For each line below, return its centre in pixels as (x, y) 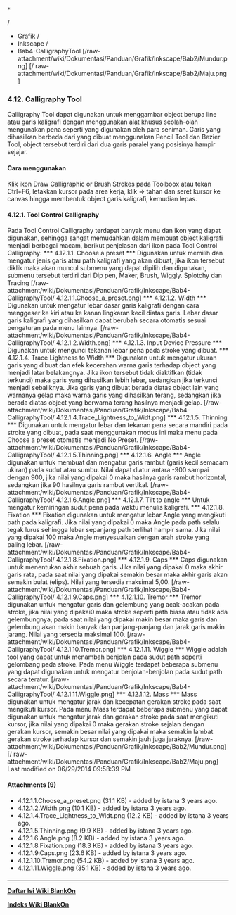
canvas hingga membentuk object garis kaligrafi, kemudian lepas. (102, 198)
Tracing (18, 283)
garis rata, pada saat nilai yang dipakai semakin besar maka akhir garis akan (118, 574)
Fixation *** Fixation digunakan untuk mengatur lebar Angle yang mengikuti (117, 515)
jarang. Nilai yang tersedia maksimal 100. (66, 634)
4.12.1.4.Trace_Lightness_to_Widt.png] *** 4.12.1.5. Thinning (142, 417)
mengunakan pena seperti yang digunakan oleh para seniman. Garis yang (114, 130)
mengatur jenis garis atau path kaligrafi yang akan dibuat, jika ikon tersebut (116, 260)
